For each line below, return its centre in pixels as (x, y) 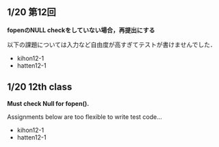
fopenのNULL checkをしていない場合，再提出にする (81, 30)
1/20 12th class (40, 87)
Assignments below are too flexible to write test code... (85, 117)
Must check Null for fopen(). (48, 103)
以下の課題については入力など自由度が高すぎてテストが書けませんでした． (112, 44)
